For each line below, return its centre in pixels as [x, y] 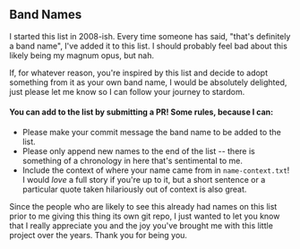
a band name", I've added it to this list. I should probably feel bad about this [149, 46]
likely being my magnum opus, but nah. [82, 55]
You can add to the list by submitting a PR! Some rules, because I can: [141, 112]
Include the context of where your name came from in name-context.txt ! [156, 170]
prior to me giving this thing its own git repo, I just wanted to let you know [145, 216]
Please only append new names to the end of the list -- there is [138, 151]
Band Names [46, 15]
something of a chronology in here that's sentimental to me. [133, 161]
